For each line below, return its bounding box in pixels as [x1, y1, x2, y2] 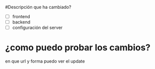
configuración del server [12, 24, 63, 31]
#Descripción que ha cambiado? [5, 4, 72, 10]
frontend [12, 14, 31, 19]
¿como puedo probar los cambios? [5, 42, 151, 53]
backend [12, 19, 31, 25]
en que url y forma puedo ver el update [5, 58, 85, 64]
